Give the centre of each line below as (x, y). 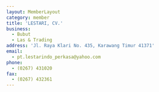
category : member (28, 18)
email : (14, 51)
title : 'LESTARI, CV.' (35, 23)
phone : (14, 62)
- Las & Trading (32, 40)
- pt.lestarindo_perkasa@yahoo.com (56, 57)
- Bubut (21, 34)
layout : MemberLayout (33, 12)
